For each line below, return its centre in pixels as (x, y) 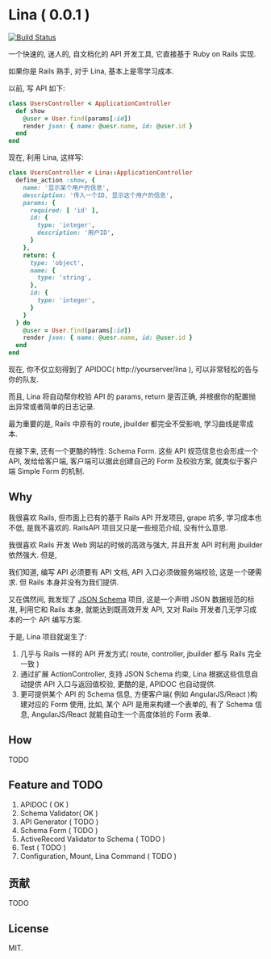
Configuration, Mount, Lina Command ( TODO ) (98, 856)
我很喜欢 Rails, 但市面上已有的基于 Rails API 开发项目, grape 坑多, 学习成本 (132, 517)
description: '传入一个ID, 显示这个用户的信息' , (98, 195)
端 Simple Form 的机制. (46, 471)
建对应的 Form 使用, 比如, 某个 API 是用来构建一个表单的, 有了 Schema (137, 704)
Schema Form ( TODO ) (59, 830)
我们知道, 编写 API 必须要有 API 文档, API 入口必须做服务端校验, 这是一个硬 (132, 572)
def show (30, 111)
